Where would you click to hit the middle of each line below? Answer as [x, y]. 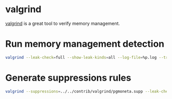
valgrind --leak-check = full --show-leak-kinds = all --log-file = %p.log [81, 57]
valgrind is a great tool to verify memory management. [63, 23]
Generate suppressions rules [68, 78]
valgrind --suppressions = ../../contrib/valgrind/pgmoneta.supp [74, 91]
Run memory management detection [85, 44]
